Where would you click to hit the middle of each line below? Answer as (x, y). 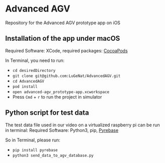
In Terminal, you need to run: (35, 60)
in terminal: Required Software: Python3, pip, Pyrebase (62, 130)
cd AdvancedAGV (28, 81)
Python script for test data (47, 113)
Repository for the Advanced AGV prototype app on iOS (63, 23)
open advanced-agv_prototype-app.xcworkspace (61, 92)
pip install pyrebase (35, 150)
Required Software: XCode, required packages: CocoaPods (66, 50)
